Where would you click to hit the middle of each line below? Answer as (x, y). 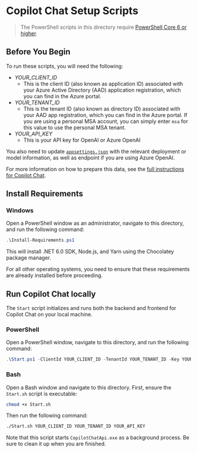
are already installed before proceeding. (55, 275)
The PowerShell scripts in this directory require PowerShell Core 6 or (103, 27)
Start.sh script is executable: (42, 394)
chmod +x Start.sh (28, 404)
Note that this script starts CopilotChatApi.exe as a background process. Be (98, 438)
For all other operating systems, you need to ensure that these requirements (98, 269)
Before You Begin (38, 52)
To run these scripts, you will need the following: (64, 66)
